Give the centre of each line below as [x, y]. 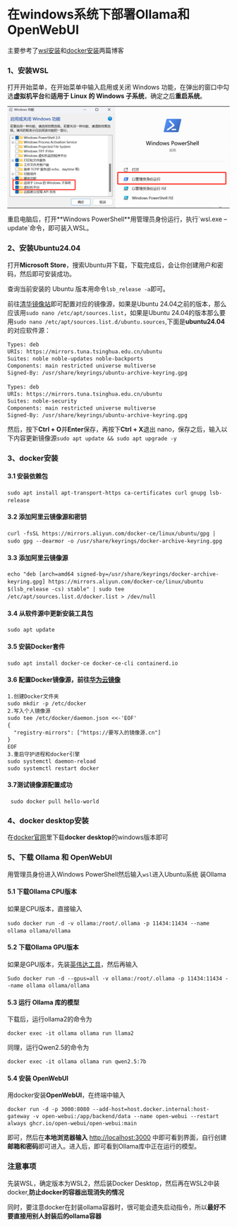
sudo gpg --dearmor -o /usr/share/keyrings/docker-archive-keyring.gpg [115, 541]
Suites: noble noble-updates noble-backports [75, 358]
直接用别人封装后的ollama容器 [57, 1216]
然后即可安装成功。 [47, 273]
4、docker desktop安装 [48, 820]
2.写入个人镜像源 [29, 711]
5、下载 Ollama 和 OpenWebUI [60, 858]
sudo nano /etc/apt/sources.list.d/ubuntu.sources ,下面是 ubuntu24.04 [120, 321]
